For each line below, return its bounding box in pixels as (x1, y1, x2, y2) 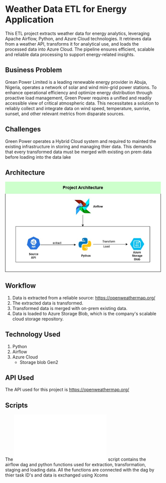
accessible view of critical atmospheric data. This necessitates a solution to (5, 100, 159, 106)
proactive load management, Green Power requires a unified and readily (5, 95, 152, 101)
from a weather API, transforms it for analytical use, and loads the (5, 41, 139, 47)
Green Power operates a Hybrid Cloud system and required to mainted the (5, 138, 157, 144)
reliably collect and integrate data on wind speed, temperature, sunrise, (5, 105, 151, 111)
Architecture (5, 168, 45, 177)
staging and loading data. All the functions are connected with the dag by (5, 467, 155, 473)
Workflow (5, 282, 36, 290)
